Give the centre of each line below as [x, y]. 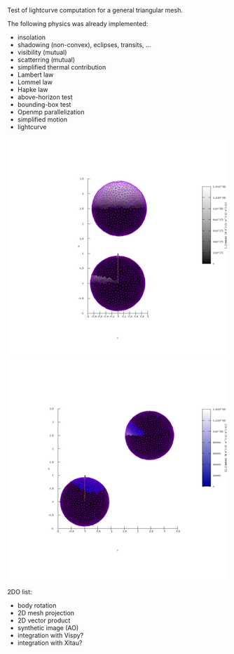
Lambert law [35, 74]
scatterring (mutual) [46, 60]
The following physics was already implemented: [78, 24]
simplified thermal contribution [62, 67]
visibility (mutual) [42, 52]
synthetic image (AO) [48, 628]
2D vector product [44, 620]
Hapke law [33, 90]
